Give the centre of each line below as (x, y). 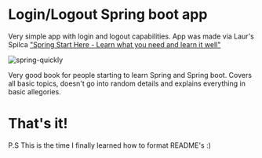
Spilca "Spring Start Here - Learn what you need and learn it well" (115, 44)
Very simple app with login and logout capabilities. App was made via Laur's (131, 36)
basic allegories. (35, 91)
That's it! (38, 124)
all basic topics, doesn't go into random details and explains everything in (127, 83)
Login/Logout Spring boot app (108, 15)
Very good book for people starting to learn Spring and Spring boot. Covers (130, 75)
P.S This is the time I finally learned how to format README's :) (110, 145)
